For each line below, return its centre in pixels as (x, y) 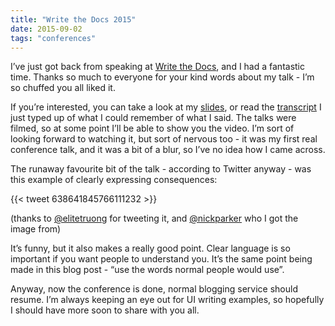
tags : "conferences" (53, 38)
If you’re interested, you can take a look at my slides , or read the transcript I (166, 107)
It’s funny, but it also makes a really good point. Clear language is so (150, 248)
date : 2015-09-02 (46, 29)
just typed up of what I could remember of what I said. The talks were (153, 118)
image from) (36, 229)
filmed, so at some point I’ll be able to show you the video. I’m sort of (152, 128)
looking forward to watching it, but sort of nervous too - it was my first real (164, 139)
